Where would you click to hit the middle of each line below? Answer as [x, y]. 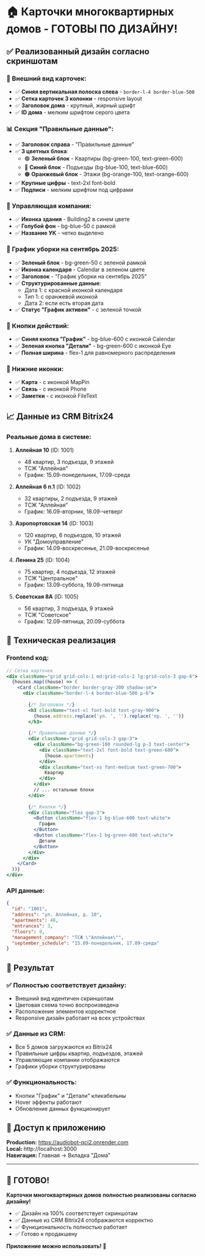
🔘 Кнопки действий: [38, 325]
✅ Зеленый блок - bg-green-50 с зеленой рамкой [81, 263]
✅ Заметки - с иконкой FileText [56, 396]
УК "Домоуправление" [54, 542]
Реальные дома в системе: [49, 437]
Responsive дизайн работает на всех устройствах [80, 1018]
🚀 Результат [30, 967]
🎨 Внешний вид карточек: [46, 78]
